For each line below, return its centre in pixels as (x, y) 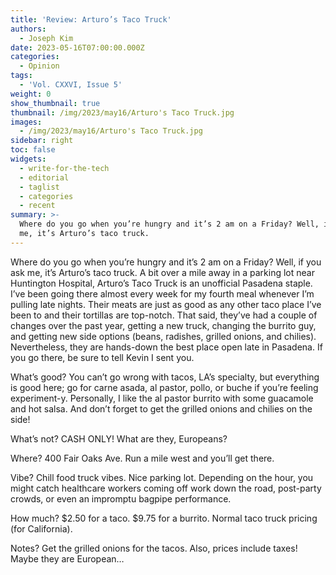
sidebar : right (42, 141)
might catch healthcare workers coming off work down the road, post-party (166, 488)
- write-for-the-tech (64, 168)
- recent (37, 206)
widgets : (28, 159)
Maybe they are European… (67, 558)
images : (26, 122)
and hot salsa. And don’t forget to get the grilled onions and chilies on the (161, 408)
